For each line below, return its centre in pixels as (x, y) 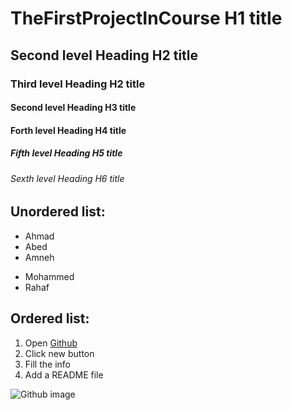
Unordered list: (58, 212)
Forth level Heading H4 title (68, 130)
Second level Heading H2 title (104, 55)
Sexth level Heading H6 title (67, 178)
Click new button (59, 353)
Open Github (51, 343)
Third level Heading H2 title (78, 84)
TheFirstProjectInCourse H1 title (146, 18)
